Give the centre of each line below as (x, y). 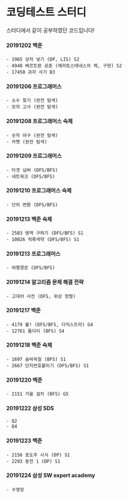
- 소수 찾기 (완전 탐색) (32, 101)
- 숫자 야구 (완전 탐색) (32, 135)
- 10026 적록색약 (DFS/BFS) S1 (43, 240)
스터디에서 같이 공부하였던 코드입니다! (50, 30)
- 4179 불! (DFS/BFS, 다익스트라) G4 (50, 324)
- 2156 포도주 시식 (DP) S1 (38, 455)
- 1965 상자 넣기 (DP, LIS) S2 (43, 60)
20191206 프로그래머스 (34, 86)
